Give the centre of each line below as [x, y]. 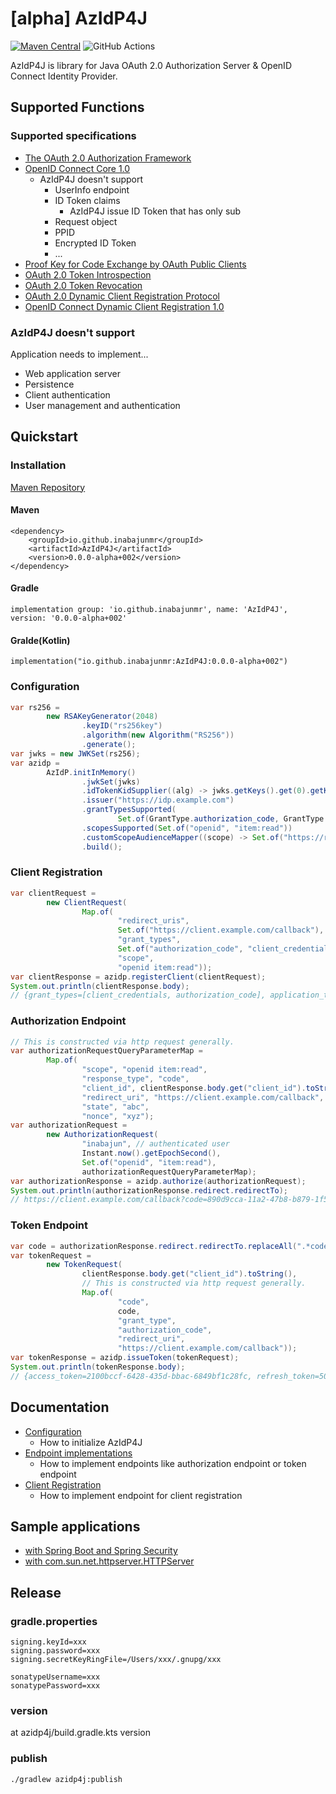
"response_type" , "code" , [135, 1079]
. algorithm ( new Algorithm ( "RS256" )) [158, 735]
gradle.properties [54, 1621]
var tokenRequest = [51, 1255]
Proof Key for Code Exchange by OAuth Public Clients [135, 264]
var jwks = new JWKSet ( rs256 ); [75, 753]
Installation [38, 465]
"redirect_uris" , [153, 921]
